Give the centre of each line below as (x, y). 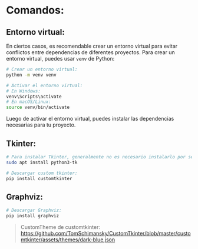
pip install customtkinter (39, 178)
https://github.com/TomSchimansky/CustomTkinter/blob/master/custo (105, 233)
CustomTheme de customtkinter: (60, 227)
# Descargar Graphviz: (34, 210)
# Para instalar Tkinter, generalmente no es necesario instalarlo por (96, 157)
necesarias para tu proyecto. (41, 125)
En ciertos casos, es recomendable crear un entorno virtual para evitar (92, 46)
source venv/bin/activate (38, 107)
